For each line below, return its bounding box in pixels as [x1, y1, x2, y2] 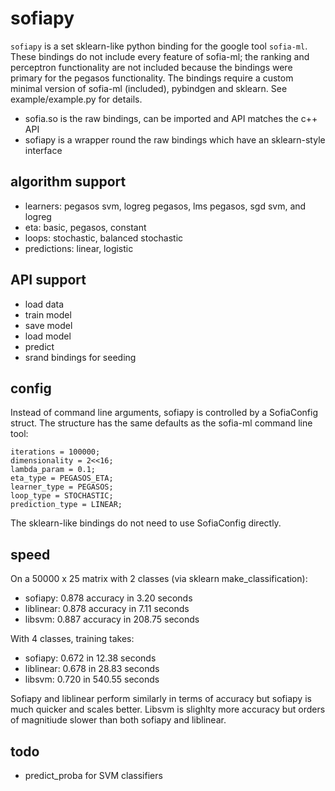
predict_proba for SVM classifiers [24, 770, 163, 781]
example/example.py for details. [10, 93, 143, 105]
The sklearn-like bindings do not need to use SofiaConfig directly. [10, 517, 282, 529]
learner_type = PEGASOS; [10, 482, 114, 492]
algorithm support [10, 173, 127, 191]
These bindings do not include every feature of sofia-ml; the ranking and [10, 50, 310, 62]
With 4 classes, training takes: [10, 633, 135, 645]
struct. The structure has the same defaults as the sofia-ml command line [10, 417, 313, 429]
